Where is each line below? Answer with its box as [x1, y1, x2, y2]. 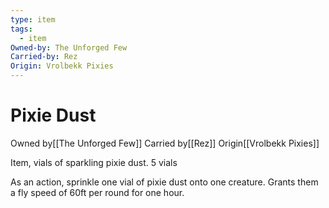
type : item [10, 14, 56, 25]
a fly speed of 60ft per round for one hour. [10, 186, 185, 198]
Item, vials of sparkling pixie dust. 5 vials [10, 156, 178, 168]
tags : [10, 24, 33, 34]
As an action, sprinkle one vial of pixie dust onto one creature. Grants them [10, 176, 319, 188]
